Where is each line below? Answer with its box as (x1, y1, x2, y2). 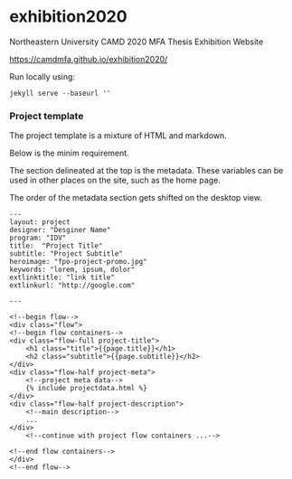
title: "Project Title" (9, 241, 103, 250)
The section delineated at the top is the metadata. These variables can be (9, 165, 284, 176)
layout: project (9, 218, 71, 227)
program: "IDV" (9, 233, 67, 243)
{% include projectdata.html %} (25, 384, 147, 393)
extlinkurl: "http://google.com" (9, 281, 136, 290)
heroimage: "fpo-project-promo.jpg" (9, 258, 147, 267)
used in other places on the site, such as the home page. (9, 174, 221, 186)
